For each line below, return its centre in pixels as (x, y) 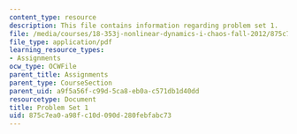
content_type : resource (53, 17)
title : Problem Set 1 (49, 108)
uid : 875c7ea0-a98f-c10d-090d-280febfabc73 (91, 115)
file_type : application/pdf (61, 42)
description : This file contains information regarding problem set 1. (144, 26)
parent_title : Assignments (59, 75)
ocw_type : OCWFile (43, 67)
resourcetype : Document (53, 99)
